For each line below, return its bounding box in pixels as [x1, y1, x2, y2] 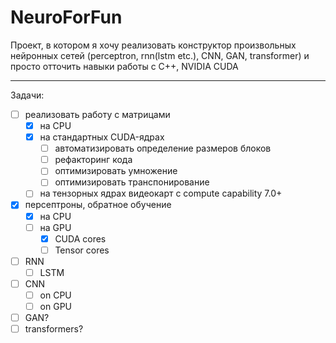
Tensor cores [54, 244, 110, 256]
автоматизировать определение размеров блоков [54, 142, 272, 155]
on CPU [39, 289, 72, 301]
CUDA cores [54, 232, 107, 245]
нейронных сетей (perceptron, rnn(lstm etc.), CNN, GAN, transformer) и [10, 49, 310, 61]
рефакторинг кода [54, 154, 133, 166]
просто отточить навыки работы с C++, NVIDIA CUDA [10, 60, 239, 72]
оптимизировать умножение [54, 165, 178, 177]
